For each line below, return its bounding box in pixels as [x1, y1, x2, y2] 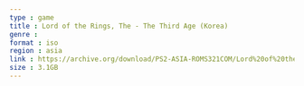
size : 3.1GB [9, 64, 59, 73]
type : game [9, 13, 54, 22]
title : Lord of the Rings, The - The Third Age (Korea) [9, 21, 229, 30]
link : [9, 55, 34, 64]
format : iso [9, 38, 59, 47]
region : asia [9, 47, 63, 56]
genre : [9, 30, 39, 39]
